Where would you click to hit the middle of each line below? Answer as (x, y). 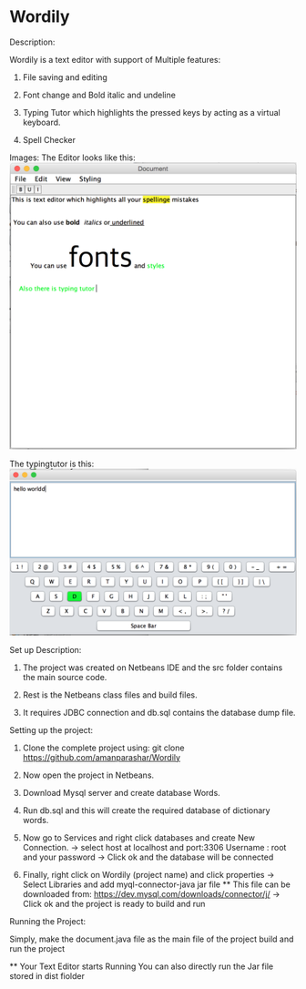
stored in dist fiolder (47, 975)
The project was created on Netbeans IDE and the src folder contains (153, 668)
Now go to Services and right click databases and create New (138, 837)
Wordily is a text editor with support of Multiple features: (115, 59)
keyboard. (41, 122)
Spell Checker (49, 139)
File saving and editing (65, 77)
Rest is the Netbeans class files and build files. (110, 695)
